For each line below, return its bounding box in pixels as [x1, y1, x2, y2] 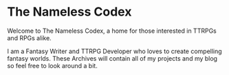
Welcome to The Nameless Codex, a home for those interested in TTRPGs [7, 27, 217, 35]
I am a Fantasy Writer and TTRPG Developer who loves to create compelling [7, 47, 222, 55]
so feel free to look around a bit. [7, 61, 98, 70]
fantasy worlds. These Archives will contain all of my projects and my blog [7, 54, 218, 62]
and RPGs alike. [7, 33, 52, 42]
